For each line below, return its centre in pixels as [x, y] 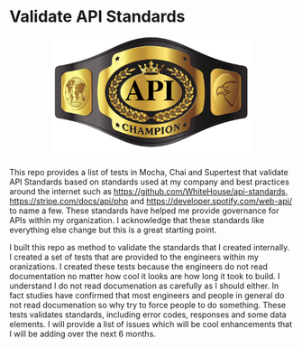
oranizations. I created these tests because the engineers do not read [138, 267]
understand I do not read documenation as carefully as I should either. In [144, 286]
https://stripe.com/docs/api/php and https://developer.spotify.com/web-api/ [151, 202]
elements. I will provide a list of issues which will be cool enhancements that [151, 324]
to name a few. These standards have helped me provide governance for [144, 211]
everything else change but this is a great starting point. [113, 230]
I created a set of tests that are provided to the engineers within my [134, 257]
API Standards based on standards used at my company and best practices [150, 182]
